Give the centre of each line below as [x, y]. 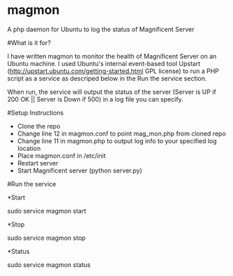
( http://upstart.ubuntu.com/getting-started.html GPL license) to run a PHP [113, 71]
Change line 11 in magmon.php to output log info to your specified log [117, 140]
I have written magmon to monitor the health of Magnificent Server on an [112, 56]
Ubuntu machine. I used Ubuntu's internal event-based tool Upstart [104, 63]
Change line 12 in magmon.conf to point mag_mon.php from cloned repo [122, 133]
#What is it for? [29, 42]
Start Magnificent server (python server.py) [80, 170]
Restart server [38, 163]
